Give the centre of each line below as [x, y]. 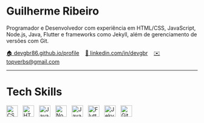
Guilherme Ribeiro [53, 11]
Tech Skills [34, 92]
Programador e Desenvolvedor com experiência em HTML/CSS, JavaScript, [101, 28]
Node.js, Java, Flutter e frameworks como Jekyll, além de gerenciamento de [102, 34]
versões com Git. [28, 41]
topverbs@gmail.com [33, 61]
